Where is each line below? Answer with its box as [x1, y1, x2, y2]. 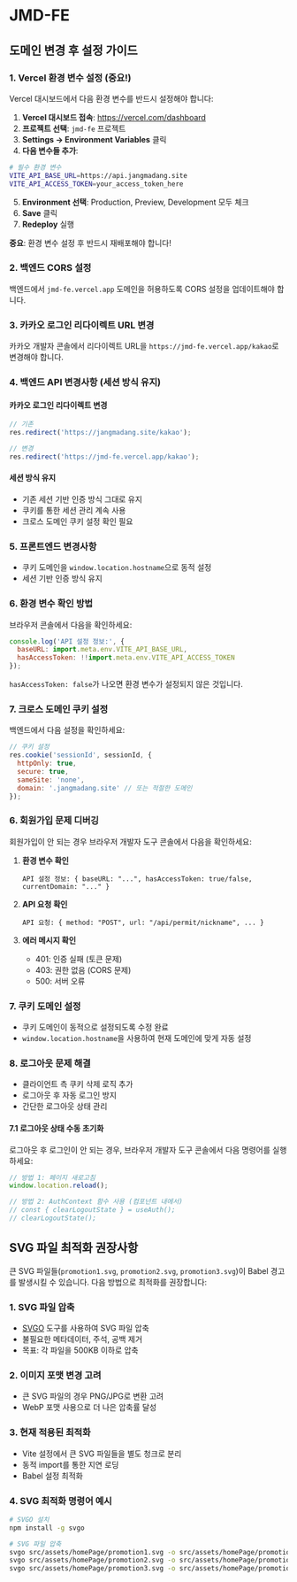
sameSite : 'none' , [17, 776, 86, 784]
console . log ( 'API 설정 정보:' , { [9, 637, 126, 646]
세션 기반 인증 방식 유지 [21, 573, 103, 584]
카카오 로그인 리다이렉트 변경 [9, 399, 108, 410]
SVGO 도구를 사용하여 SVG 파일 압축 [21, 1323, 150, 1333]
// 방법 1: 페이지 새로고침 [9, 1173, 95, 1182]
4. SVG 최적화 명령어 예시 [9, 1494, 112, 1507]
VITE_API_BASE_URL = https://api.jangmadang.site [9, 171, 188, 180]
